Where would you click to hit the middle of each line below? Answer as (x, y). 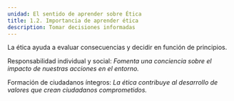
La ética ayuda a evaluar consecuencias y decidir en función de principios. (117, 48)
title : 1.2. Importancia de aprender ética (73, 21)
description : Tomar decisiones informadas (71, 27)
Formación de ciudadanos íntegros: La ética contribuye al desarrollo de (113, 83)
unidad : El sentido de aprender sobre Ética (75, 14)
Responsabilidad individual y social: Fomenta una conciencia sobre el (110, 61)
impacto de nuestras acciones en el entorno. (73, 69)
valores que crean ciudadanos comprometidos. (77, 90)
